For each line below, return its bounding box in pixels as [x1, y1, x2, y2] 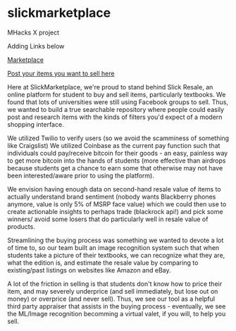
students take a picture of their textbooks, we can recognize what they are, [7, 251, 225, 259]
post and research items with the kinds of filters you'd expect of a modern [7, 113, 223, 121]
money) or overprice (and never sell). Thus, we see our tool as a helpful [7, 294, 216, 303]
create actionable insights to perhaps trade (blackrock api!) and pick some [7, 207, 223, 216]
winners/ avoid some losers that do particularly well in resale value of [7, 215, 209, 223]
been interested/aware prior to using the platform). [7, 171, 155, 180]
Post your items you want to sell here [7, 69, 115, 77]
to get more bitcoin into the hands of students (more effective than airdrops [7, 156, 226, 165]
